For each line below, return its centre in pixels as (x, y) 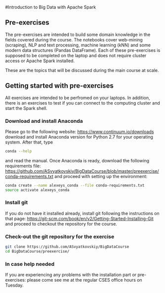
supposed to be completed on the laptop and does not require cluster (76, 55)
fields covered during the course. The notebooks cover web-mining (74, 39)
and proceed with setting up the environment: (101, 176)
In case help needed (30, 264)
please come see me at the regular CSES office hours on (84, 280)
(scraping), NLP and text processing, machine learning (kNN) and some (78, 45)
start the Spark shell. (26, 108)
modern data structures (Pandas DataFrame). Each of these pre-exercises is (83, 50)
